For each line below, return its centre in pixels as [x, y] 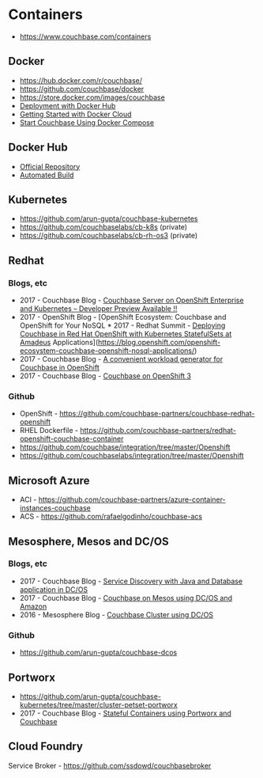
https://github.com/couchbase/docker [82, 89]
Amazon [33, 606]
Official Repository [50, 166]
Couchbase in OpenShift [60, 368]
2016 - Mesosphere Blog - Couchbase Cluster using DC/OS [116, 614]
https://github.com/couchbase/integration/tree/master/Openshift [125, 447]
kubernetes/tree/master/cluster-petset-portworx [98, 704]
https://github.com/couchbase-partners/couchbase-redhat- [157, 414]
